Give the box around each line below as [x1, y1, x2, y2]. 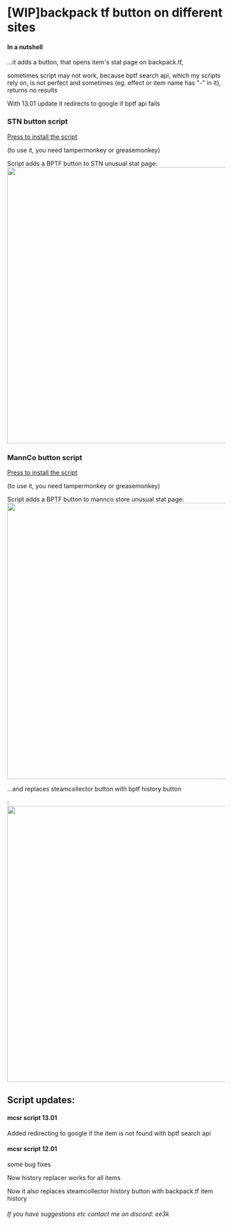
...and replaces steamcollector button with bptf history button [7, 784, 182, 793]
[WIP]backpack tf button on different [7, 5, 223, 21]
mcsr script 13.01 [7, 1113, 57, 1121]
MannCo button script [7, 452, 83, 462]
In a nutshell [7, 43, 43, 51]
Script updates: [7, 1094, 75, 1106]
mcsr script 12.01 [7, 1145, 57, 1153]
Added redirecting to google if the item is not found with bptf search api [7, 1129, 211, 1137]
